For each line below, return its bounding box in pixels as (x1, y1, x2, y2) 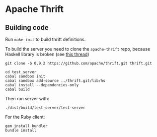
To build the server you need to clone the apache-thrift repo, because (5, 46, 151, 52)
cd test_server (5, 69, 37, 74)
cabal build (5, 87, 30, 92)
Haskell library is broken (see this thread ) (5, 51, 89, 57)
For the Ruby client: (5, 114, 45, 120)
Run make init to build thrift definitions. (5, 36, 86, 42)
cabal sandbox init (5, 74, 46, 79)
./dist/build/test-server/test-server (5, 105, 85, 110)
